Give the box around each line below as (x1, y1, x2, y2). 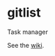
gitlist (7, 5, 41, 21)
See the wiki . (7, 41, 45, 49)
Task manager (7, 28, 49, 36)
